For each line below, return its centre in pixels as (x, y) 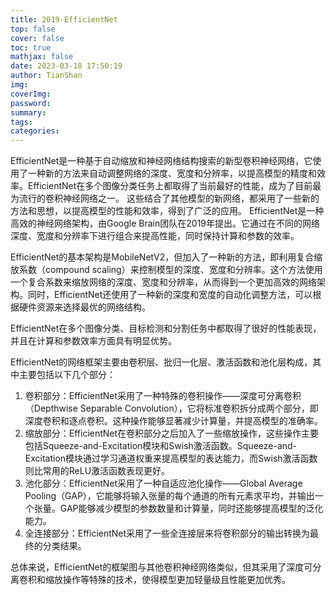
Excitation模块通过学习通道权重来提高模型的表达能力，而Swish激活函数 (171, 458)
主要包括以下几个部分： (67, 375)
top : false (33, 29)
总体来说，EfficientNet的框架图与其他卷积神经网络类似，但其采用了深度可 (161, 567)
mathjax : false (42, 57)
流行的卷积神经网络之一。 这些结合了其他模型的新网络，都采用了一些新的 (169, 198)
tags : (21, 122)
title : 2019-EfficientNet (64, 19)
